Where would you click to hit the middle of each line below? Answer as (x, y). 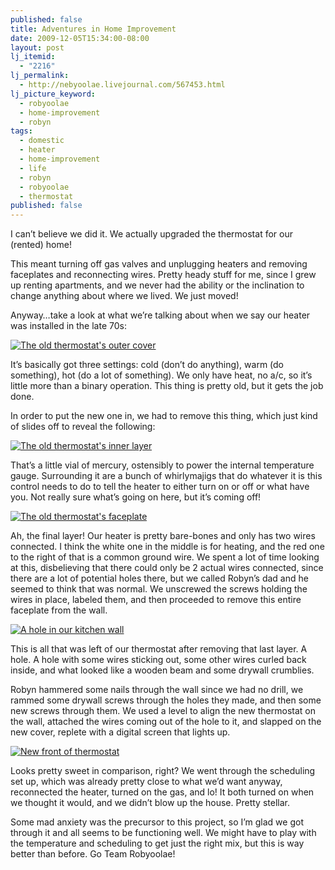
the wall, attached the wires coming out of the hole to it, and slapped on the (166, 722)
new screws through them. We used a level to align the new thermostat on (163, 711)
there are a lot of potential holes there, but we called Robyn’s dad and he (159, 578)
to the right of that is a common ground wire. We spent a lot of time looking (165, 557)
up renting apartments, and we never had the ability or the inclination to (157, 285)
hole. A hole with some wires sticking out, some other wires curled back (158, 660)
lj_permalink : (40, 76)
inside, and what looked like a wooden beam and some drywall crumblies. (162, 670)
